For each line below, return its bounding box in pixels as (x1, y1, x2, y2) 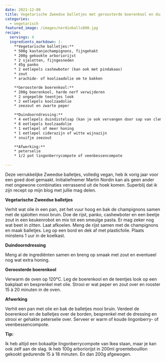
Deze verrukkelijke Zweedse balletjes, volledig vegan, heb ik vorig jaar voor (5, 171, 159, 177)
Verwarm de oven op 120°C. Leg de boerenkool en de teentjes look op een (5, 276, 157, 282)
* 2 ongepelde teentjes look (14, 94, 74, 99)
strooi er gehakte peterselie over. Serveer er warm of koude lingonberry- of (5, 316, 159, 322)
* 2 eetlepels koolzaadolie (14, 99, 72, 104)
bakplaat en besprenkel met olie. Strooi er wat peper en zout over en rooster (5, 281, 161, 287)
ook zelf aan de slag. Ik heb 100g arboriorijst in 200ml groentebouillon (5, 346, 148, 352)
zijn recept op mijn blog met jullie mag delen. (5, 187, 96, 193)
